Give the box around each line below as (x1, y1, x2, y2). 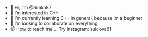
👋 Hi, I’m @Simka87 (10, 5, 52, 10)
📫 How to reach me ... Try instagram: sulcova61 (10, 26, 111, 32)
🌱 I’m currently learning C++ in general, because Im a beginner (10, 15, 143, 21)
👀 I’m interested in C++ (10, 10, 59, 16)
